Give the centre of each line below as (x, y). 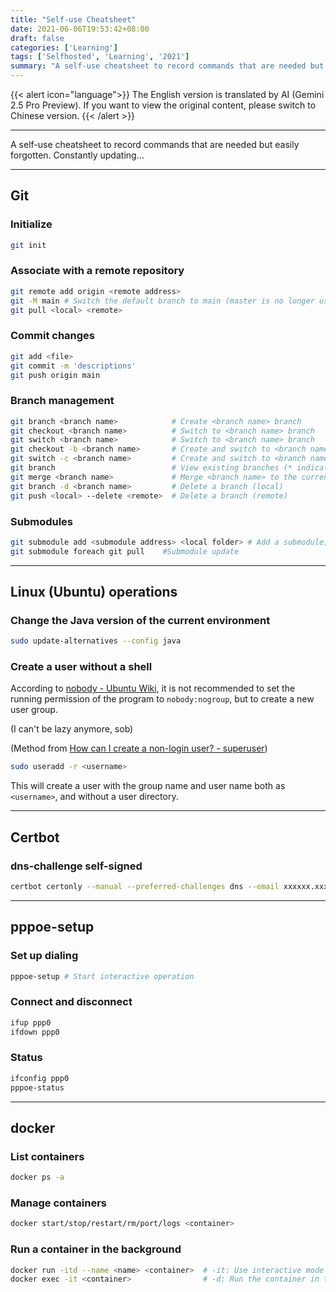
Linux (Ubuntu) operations (94, 592)
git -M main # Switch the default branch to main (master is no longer (162, 301)
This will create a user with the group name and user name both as (148, 786)
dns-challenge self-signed (76, 866)
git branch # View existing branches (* (151, 468)
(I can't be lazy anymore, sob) (72, 729)
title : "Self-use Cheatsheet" (73, 19)
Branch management (62, 401)
